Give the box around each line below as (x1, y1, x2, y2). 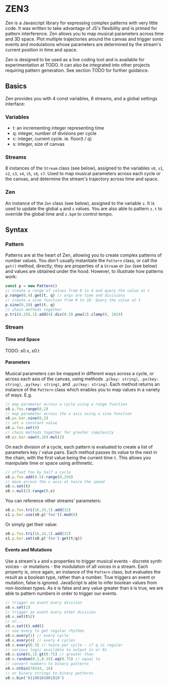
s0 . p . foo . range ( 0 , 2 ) (5, 406, 49, 412)
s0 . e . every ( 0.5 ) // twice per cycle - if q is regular (5, 642, 123, 648)
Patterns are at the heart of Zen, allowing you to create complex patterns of (5, 252, 162, 258)
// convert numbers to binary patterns (5, 661, 89, 666)
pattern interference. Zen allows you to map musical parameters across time (5, 30, 164, 36)
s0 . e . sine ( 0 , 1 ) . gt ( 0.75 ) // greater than (5, 652, 94, 657)
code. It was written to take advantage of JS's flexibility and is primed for (5, 25, 157, 31)
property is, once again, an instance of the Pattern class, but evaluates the (5, 569, 161, 575)
